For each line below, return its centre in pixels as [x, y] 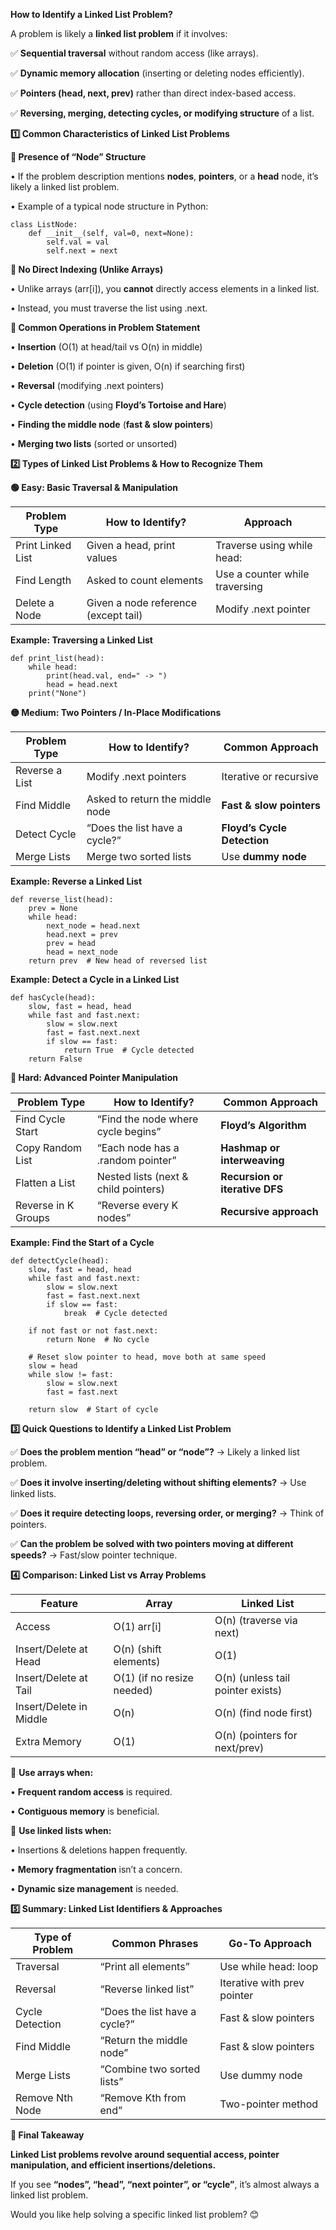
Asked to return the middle [149, 799]
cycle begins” [129, 1131]
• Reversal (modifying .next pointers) [87, 385]
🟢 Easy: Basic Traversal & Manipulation [94, 487]
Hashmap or [250, 1147]
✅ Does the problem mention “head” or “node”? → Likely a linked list [155, 1452]
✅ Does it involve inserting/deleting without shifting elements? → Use [158, 1482]
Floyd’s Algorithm [263, 1125]
